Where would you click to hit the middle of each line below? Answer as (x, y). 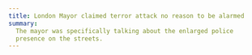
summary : (23, 23)
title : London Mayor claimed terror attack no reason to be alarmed (126, 16)
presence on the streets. (60, 38)
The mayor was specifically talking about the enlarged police (124, 31)
